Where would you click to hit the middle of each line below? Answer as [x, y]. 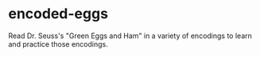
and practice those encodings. [58, 44]
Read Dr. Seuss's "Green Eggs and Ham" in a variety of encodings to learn [130, 36]
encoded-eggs [58, 14]
